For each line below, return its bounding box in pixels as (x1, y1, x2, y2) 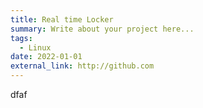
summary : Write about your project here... (10, 24, 195, 34)
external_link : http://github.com (10, 61, 155, 71)
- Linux (19, 42, 52, 53)
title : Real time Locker (10, 14, 114, 25)
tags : (10, 33, 33, 43)
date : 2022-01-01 (10, 52, 83, 62)
